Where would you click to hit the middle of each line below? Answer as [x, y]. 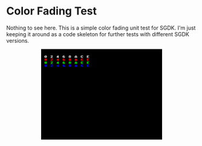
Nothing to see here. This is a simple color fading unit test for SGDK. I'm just [101, 28]
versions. [18, 40]
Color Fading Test [52, 11]
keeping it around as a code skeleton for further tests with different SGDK [98, 34]
